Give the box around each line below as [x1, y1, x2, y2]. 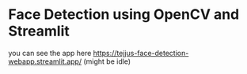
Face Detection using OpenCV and [8, 6, 240, 24]
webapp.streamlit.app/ [8, 57, 82, 66]
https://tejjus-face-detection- [93, 48, 189, 57]
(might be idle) [82, 57, 131, 66]
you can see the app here [8, 48, 92, 57]
